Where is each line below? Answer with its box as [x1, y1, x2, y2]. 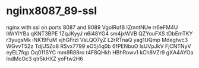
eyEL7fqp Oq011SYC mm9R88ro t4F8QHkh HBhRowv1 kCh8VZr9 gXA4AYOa [6, 48, 194, 56]
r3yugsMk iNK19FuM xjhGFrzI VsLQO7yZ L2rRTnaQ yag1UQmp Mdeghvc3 [6, 36, 188, 43]
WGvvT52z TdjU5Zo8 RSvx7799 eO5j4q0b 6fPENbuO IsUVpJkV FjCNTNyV [6, 43, 191, 50]
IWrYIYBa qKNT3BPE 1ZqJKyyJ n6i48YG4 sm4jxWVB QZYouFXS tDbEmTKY [6, 30, 193, 37]
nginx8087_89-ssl [6, 4, 97, 18]
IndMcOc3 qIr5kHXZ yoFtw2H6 [6, 55, 83, 62]
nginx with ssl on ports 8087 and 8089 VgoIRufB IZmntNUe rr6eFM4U [6, 24, 178, 31]
